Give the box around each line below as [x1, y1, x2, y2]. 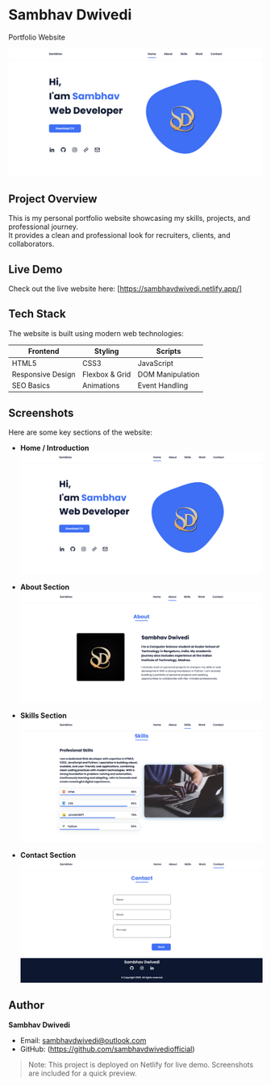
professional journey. [8, 222, 78, 231]
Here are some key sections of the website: [8, 427, 153, 437]
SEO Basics [11, 381, 51, 390]
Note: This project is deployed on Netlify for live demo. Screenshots [27, 1059, 254, 1069]
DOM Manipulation [137, 369, 200, 379]
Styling [94, 347, 119, 356]
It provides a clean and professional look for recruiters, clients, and [8, 231, 231, 240]
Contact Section [19, 851, 77, 860]
